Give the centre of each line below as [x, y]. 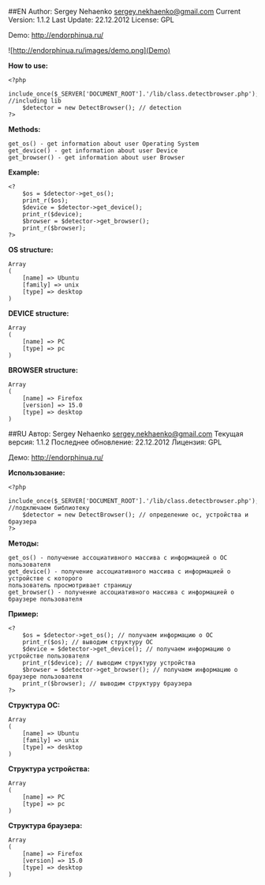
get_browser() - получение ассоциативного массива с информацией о [121, 592]
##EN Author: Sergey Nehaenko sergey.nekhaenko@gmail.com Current [125, 11]
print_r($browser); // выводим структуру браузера [107, 684]
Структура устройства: [49, 769]
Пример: [24, 614]
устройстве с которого [45, 579]
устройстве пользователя [49, 656]
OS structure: [31, 249]
